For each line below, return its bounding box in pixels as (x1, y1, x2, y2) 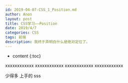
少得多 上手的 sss (5, 73, 41, 79)
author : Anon (5, 12, 32, 17)
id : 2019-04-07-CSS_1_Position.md (5, 7, 77, 12)
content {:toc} (12, 53, 41, 59)
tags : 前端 (5, 35, 26, 40)
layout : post (5, 16, 32, 21)
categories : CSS (5, 30, 39, 35)
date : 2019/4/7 (5, 26, 37, 31)
